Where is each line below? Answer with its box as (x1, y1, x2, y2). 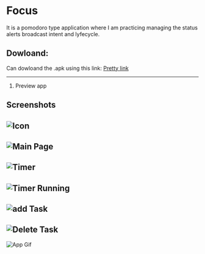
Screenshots (6, 100, 56, 110)
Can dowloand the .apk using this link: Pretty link (6, 64, 129, 72)
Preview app (15, 82, 47, 89)
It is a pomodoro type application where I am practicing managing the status (6, 24, 198, 31)
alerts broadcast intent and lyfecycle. (6, 30, 100, 37)
